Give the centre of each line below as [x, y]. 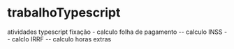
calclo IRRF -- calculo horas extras [61, 39]
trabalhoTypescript [64, 13]
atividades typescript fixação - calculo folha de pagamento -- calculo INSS [115, 32]
